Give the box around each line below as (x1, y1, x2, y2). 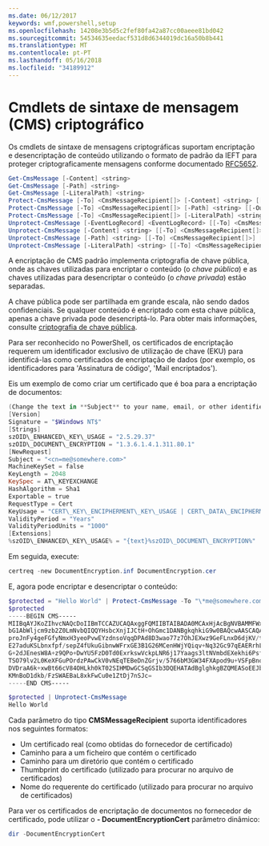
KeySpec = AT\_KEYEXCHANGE (8, 477, 98, 485)
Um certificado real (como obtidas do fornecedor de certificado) (19, 739, 233, 749)
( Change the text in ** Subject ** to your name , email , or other (8, 403, 227, 411)
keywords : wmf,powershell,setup (8, 19, 116, 27)
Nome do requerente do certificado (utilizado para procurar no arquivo (19, 782, 254, 792)
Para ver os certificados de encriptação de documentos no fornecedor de (8, 806, 252, 816)
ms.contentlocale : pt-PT (8, 49, 91, 57)
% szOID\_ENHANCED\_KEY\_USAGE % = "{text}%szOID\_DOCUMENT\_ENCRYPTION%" (8, 538, 256, 546)
